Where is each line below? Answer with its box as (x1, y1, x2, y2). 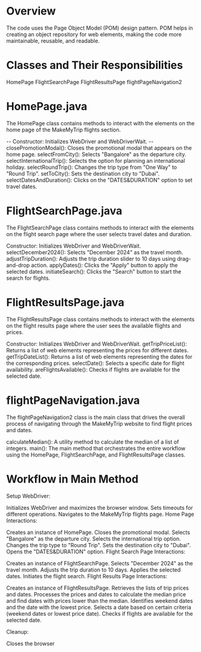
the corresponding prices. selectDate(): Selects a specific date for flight (6, 359, 185, 367)
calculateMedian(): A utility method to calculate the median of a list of (6, 438, 179, 446)
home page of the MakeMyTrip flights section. (6, 126, 121, 133)
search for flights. (6, 274, 50, 282)
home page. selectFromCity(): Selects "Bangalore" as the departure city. (6, 150, 187, 158)
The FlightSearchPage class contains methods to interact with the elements (6, 224, 194, 231)
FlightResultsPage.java (6, 295, 125, 309)
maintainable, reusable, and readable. (6, 37, 100, 44)
